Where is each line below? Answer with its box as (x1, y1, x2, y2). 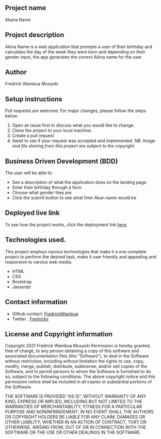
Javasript (12, 284, 31, 290)
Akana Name (5, 16, 31, 22)
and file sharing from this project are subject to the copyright (12, 143, 134, 149)
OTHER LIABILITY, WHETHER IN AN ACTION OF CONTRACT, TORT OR (5, 419, 146, 425)
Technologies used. (5, 236, 66, 244)
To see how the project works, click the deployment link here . (5, 222, 128, 228)
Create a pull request (12, 133, 54, 139)
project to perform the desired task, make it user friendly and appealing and (5, 254, 157, 260)
